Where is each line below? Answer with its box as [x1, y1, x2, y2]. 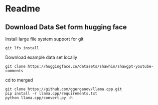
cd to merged [5, 77, 34, 83]
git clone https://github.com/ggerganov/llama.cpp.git [5, 87, 122, 92]
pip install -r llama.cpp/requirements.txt [5, 91, 98, 96]
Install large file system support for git [5, 36, 84, 42]
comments [5, 68, 24, 73]
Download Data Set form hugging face [5, 23, 127, 31]
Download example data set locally [5, 54, 78, 60]
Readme [5, 3, 41, 14]
